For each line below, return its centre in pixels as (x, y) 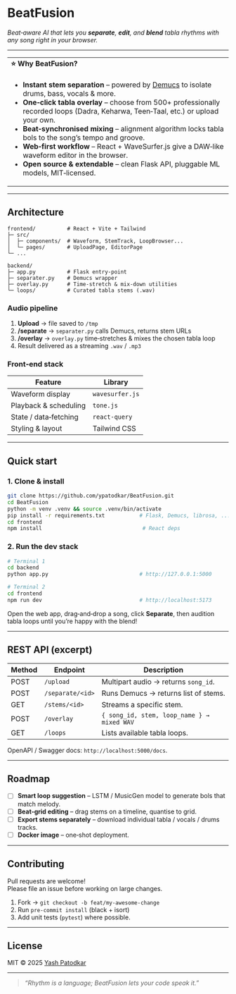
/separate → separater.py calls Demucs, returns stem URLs (104, 331)
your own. (39, 120)
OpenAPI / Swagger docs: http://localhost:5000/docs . (87, 750)
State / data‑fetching (45, 417)
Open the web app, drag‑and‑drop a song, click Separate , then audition (111, 613)
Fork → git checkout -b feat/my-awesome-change (88, 902)
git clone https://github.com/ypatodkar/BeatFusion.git (91, 496)
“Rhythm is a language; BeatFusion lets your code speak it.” (112, 983)
